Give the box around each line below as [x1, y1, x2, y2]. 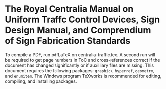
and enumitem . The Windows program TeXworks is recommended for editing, [5, 73, 162, 79]
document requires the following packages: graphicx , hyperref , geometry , [5, 67, 155, 73]
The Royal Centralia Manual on [5, 3, 134, 15]
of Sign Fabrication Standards [5, 35, 131, 47]
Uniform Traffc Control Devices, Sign [5, 14, 160, 25]
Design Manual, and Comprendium [5, 25, 151, 36]
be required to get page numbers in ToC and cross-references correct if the [5, 57, 160, 63]
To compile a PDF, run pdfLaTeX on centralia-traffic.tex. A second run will [5, 51, 155, 58]
